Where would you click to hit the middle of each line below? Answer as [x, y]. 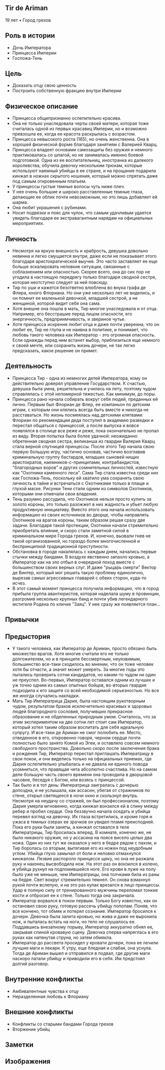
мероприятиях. [28, 223]
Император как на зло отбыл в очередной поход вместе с [74, 562]
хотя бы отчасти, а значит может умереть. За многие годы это [78, 669]
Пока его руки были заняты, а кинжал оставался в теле [71, 827]
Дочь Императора [32, 47]
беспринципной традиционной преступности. [61, 546]
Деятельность [29, 366]
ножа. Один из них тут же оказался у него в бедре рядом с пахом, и [84, 843]
